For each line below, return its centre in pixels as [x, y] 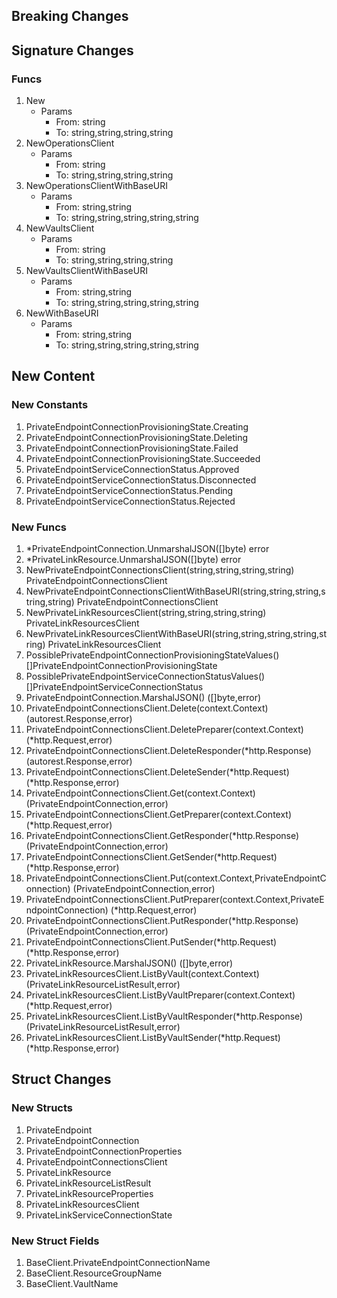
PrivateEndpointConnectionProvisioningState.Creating [137, 426]
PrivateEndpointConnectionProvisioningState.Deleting [137, 437]
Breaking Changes [70, 16]
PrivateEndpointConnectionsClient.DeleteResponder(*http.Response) [168, 751]
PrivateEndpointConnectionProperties [104, 1151]
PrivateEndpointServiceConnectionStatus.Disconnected [141, 480]
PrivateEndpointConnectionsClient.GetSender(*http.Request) [151, 857]
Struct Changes [61, 1079]
